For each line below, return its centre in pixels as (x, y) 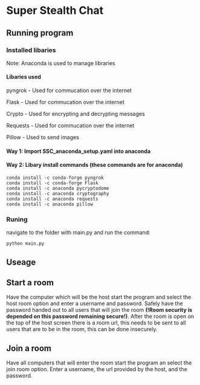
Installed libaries (31, 50)
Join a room (29, 348)
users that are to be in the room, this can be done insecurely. (82, 329)
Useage (21, 262)
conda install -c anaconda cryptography (58, 193)
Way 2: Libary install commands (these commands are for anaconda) (95, 165)
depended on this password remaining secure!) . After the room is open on (100, 316)
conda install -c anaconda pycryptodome (58, 188)
